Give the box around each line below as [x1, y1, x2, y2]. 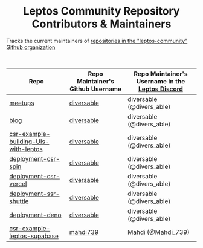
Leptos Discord [138, 85, 183, 93]
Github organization [6, 44, 56, 51]
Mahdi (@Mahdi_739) [127, 228, 190, 237]
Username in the [136, 77, 185, 85]
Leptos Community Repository [23, 4, 180, 18]
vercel [9, 180, 27, 188]
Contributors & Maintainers [31, 17, 172, 31]
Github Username [69, 85, 122, 93]
